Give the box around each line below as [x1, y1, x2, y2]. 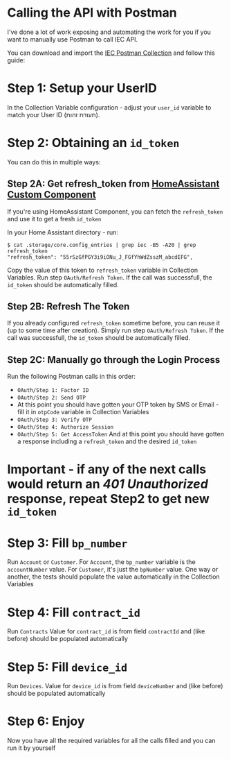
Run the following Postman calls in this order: [7, 373, 136, 381]
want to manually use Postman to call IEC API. [7, 35, 138, 43]
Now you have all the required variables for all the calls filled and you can [7, 737, 216, 745]
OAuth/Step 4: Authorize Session [17, 424, 114, 431]
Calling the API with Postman [7, 5, 178, 21]
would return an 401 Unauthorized [7, 477, 209, 492]
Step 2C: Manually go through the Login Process [7, 354, 221, 366]
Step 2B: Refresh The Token [7, 300, 130, 313]
